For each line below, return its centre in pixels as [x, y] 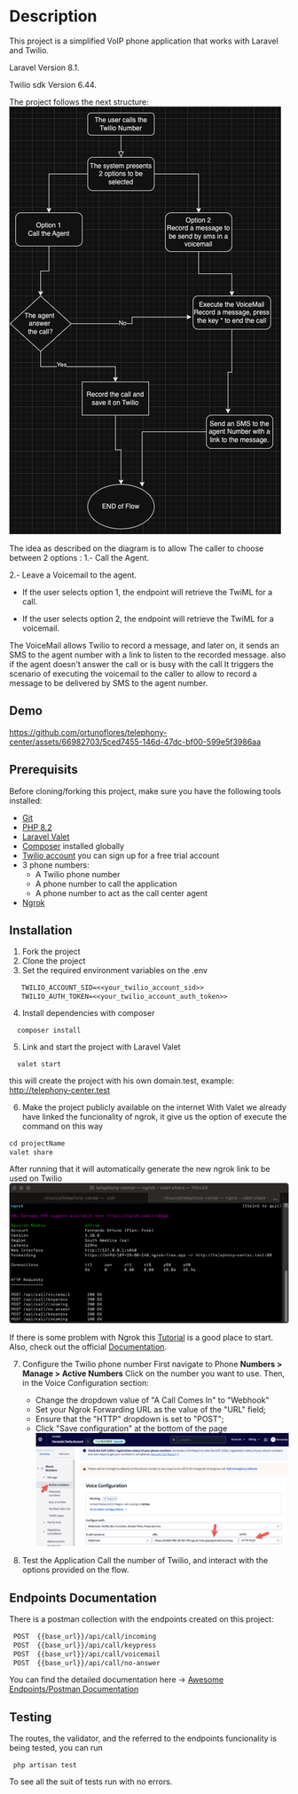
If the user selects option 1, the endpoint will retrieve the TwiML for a [147, 592]
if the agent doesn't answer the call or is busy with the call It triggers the [141, 664]
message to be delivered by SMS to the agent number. [109, 683]
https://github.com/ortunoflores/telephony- [88, 732]
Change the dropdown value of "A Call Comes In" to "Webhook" [152, 1400]
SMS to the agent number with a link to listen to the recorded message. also [148, 655]
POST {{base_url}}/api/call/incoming [85, 1637]
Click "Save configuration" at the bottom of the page [131, 1428]
